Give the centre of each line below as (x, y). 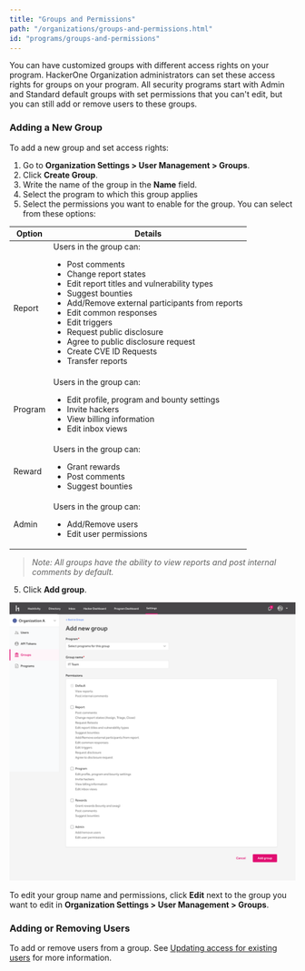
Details (148, 234)
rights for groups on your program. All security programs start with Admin (147, 85)
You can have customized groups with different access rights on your (139, 66)
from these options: (59, 213)
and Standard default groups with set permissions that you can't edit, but (146, 95)
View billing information (111, 419)
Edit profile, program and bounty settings (143, 400)
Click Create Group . (60, 175)
